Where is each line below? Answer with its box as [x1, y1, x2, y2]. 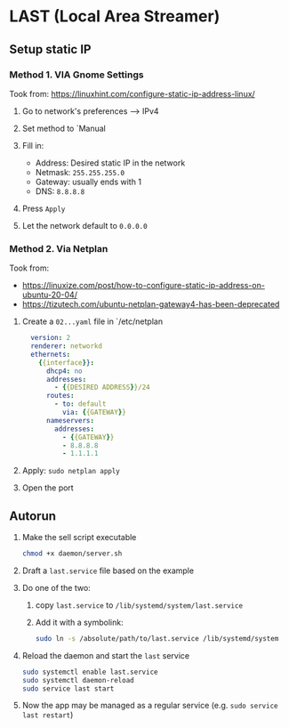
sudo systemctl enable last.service [21, 667, 158, 676]
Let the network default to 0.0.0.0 [21, 220, 149, 231]
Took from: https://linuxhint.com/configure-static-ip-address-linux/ [9, 88, 255, 99]
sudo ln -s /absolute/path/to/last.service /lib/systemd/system [35, 634, 279, 643]
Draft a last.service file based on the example [21, 565, 194, 576]
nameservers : [45, 416, 95, 425]
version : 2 [30, 334, 71, 343]
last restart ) [21, 709, 74, 720]
